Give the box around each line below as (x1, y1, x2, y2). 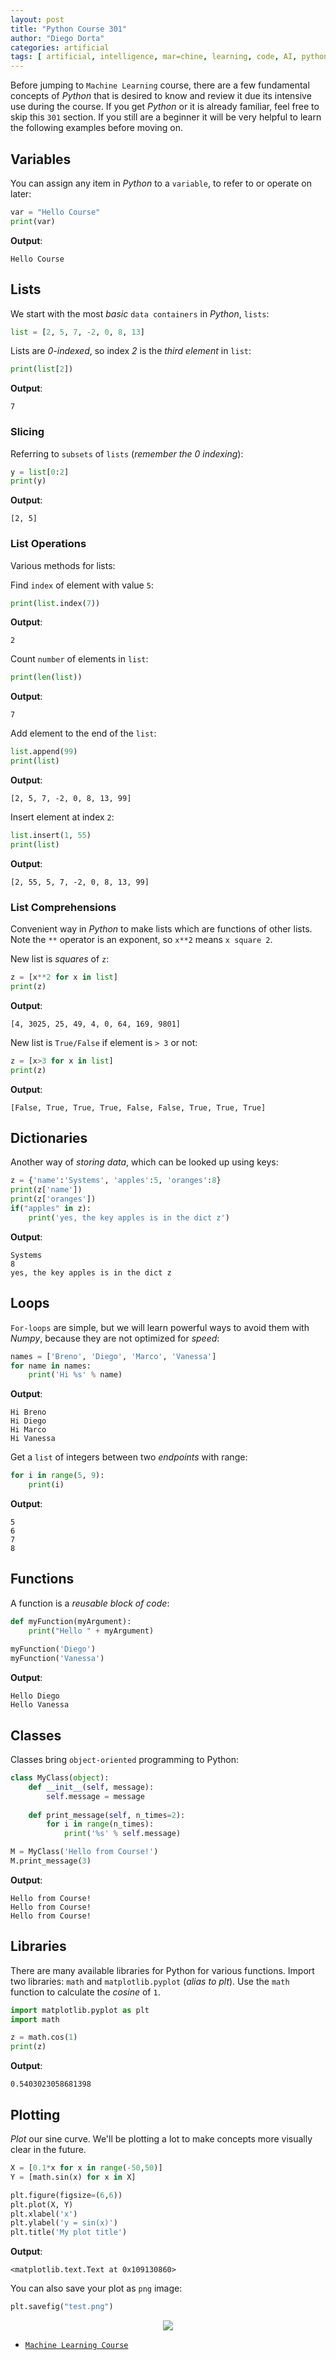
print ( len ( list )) (10, 672, 83, 683)
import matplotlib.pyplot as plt (10, 2005, 150, 2015)
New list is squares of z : (10, 953, 110, 965)
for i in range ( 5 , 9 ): (10, 1471, 105, 1481)
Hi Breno (10, 1407, 47, 1418)
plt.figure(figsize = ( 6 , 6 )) (10, 2190, 123, 2200)
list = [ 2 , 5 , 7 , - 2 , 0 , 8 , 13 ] (10, 327, 145, 337)
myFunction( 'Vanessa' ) (10, 1654, 105, 1664)
